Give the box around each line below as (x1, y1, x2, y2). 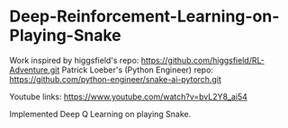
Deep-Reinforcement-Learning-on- (9, 6, 280, 27)
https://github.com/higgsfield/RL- (140, 55, 265, 65)
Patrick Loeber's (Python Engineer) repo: (61, 64, 214, 75)
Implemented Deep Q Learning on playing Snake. (9, 108, 192, 119)
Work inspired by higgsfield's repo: (9, 55, 139, 65)
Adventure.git (9, 64, 60, 75)
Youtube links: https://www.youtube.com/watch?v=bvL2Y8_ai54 (9, 91, 247, 102)
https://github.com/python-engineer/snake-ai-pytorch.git (9, 73, 222, 84)
